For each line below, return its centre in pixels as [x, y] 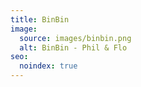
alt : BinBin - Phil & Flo [73, 47]
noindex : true [48, 66]
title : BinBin [40, 19]
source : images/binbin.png [75, 38]
